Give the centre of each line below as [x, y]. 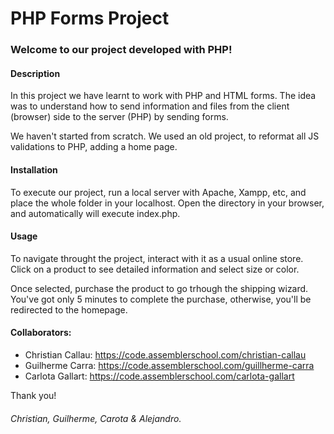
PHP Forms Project [90, 18]
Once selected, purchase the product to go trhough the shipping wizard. [159, 288]
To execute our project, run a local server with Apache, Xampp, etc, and [158, 192]
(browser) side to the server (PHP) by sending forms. [119, 117]
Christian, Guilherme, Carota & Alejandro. [96, 418]
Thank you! [33, 395]
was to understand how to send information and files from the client [150, 106]
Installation [34, 169]
